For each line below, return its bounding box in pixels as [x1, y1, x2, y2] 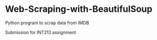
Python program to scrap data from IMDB [5, 20, 89, 26]
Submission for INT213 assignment [5, 29, 76, 35]
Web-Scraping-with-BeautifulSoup [5, 3, 153, 15]
